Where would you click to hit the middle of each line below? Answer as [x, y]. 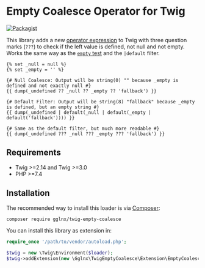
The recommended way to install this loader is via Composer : [83, 208]
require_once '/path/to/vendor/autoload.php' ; [67, 242]
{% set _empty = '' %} [35, 69]
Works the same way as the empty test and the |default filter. [83, 53]
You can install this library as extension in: [59, 231]
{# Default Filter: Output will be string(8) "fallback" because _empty [101, 102]
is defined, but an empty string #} [53, 107]
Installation [28, 193]
